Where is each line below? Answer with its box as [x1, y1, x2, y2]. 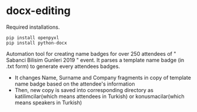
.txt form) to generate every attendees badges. [6, 63, 120, 70]
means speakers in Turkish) [14, 99, 83, 106]
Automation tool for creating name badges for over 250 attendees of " [6, 50, 176, 57]
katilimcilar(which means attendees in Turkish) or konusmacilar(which [14, 93, 185, 100]
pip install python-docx [6, 40, 67, 46]
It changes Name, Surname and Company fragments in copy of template [14, 74, 192, 81]
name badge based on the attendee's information [14, 80, 135, 87]
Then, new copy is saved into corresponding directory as [14, 86, 154, 93]
